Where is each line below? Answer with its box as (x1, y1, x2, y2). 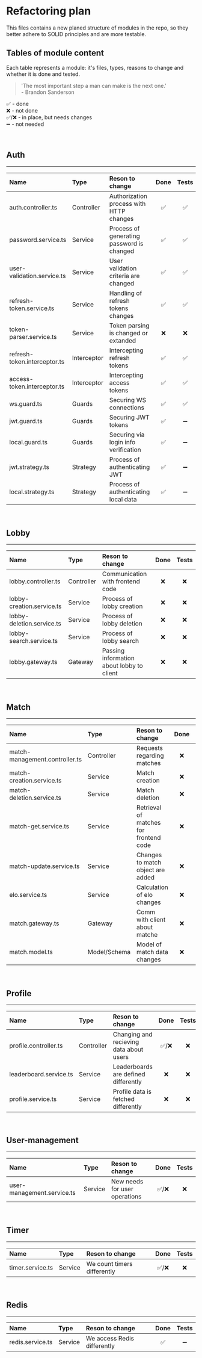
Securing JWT (109, 413, 150, 421)
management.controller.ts (9, 755, 82, 764)
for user (111, 1185, 133, 1193)
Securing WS (109, 395, 146, 404)
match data (136, 948, 168, 956)
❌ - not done (6, 107, 38, 114)
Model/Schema (87, 948, 131, 956)
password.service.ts (9, 235, 67, 244)
